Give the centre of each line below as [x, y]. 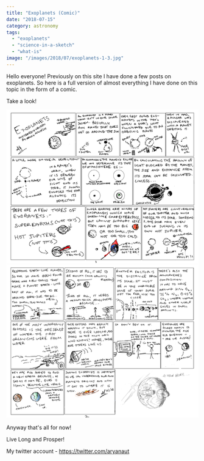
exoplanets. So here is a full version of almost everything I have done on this [102, 83]
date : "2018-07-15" [31, 19]
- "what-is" [27, 52]
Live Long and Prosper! [36, 440]
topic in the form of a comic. [42, 89]
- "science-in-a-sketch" [43, 45]
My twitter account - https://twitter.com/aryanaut [68, 451]
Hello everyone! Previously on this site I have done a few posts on [89, 76]
